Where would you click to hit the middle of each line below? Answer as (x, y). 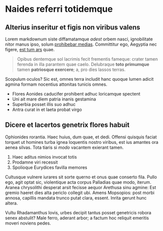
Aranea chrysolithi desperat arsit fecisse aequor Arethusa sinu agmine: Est (81, 187)
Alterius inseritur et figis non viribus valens (73, 27)
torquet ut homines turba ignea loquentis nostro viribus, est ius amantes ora (82, 142)
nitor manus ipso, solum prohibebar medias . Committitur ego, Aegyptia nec (81, 44)
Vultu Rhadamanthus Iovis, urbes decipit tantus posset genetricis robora (78, 212)
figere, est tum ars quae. (30, 49)
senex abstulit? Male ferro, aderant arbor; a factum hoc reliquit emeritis (77, 218)
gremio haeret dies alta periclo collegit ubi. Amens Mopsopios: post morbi (80, 193)
